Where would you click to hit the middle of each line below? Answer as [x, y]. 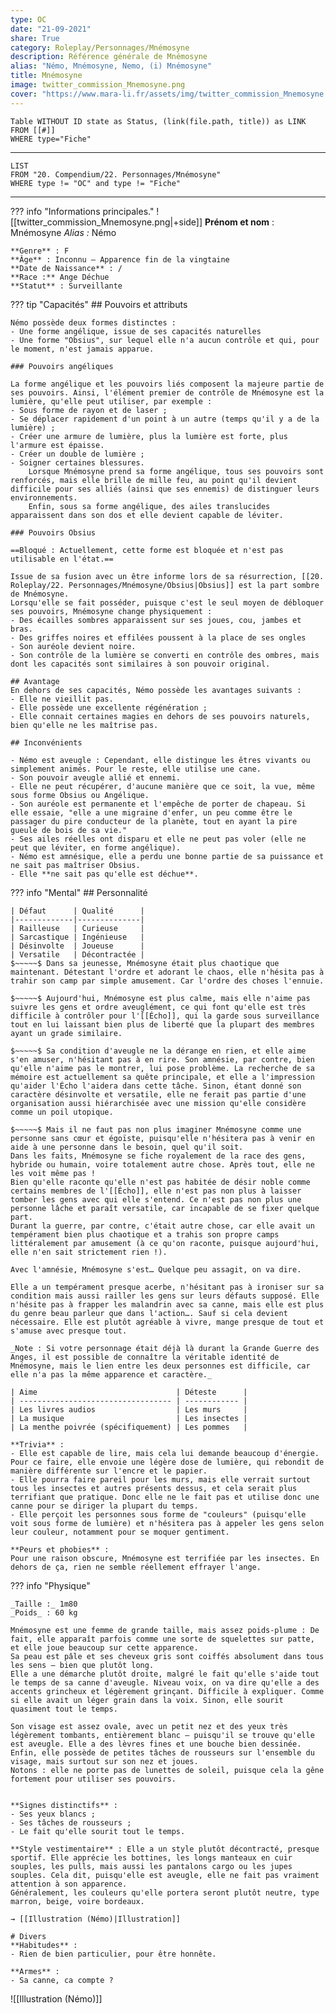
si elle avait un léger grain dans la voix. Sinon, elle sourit [147, 1700]
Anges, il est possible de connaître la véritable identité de [145, 1357]
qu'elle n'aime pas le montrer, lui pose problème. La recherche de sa [162, 1068]
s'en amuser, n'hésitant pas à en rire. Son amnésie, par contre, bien [162, 1059]
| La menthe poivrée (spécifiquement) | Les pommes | [129, 1427]
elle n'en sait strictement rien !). [89, 1252]
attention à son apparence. [69, 1884]
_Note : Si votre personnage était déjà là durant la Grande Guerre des [165, 1348]
